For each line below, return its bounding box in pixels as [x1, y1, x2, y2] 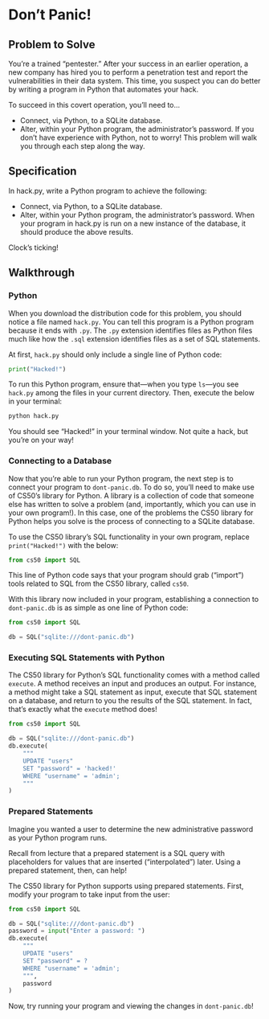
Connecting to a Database [8, 456, 112, 467]
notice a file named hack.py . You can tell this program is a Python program [8, 317, 255, 326]
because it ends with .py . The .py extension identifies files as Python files [8, 325, 253, 335]
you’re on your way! [8, 436, 75, 445]
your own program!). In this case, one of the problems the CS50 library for [8, 508, 254, 518]
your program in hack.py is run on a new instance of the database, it [19, 219, 247, 228]
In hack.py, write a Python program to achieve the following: [8, 186, 207, 195]
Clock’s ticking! [8, 243, 59, 252]
